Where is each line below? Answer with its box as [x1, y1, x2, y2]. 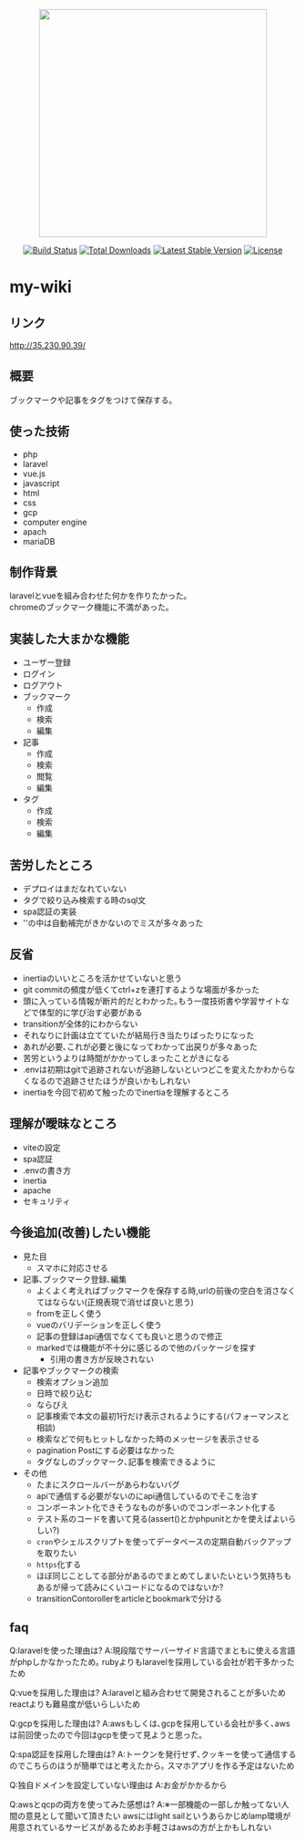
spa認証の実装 [22, 906, 77, 917]
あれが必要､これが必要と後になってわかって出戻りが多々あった [22, 1041, 258, 1052]
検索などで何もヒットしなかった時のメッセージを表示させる [36, 1433, 260, 1444]
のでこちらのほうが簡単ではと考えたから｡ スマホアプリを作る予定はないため [9, 1761, 295, 1772]
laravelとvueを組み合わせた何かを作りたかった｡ [9, 590, 188, 601]
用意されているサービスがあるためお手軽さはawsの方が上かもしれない [9, 1822, 272, 1833]
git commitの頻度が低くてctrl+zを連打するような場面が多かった [22, 983, 260, 994]
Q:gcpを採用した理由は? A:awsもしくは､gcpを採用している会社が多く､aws [9, 1718, 290, 1729]
